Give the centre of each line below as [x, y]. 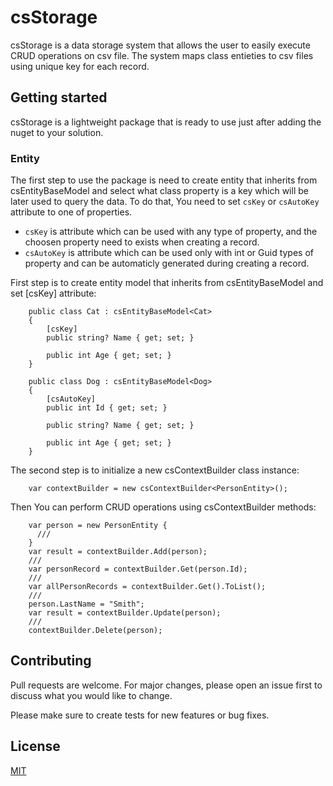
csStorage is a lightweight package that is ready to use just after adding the [166, 122]
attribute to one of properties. [71, 212]
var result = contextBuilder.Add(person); [118, 552]
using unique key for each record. [80, 66]
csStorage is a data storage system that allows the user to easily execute [160, 45]
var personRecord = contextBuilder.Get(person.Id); [138, 569]
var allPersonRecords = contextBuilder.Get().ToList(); [147, 587]
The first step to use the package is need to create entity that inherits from [164, 180]
